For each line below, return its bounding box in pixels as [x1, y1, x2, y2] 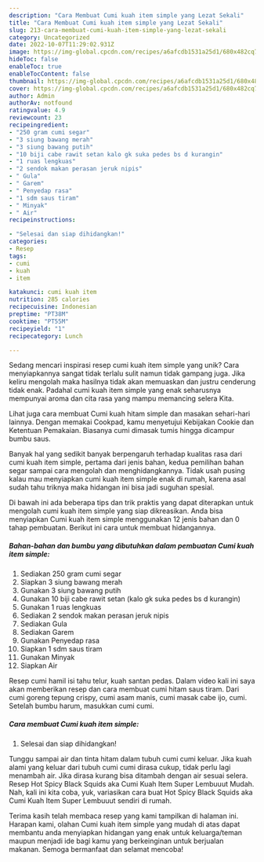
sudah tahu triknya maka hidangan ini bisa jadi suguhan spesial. [9, 482, 215, 492]
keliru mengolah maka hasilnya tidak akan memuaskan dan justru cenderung [9, 377, 256, 387]
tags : [9, 252, 27, 260]
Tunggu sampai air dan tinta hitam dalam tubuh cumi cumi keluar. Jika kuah [9, 754, 252, 764]
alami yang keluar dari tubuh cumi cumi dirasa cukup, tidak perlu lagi [9, 763, 231, 772]
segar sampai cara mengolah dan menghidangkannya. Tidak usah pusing [9, 466, 245, 475]
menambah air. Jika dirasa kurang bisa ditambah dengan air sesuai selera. [9, 771, 248, 780]
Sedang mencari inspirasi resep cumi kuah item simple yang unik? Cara [9, 361, 240, 370]
